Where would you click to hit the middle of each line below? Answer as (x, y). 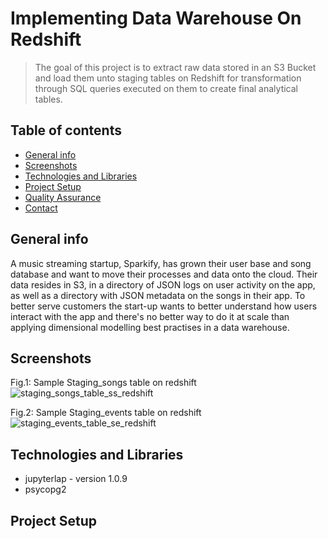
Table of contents (66, 130)
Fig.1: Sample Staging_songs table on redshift (103, 383)
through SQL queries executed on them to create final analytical (166, 88)
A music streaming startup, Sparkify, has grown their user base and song (161, 263)
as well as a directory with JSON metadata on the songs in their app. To (158, 295)
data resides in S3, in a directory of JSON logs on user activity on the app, (163, 284)
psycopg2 (45, 489)
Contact (41, 208)
